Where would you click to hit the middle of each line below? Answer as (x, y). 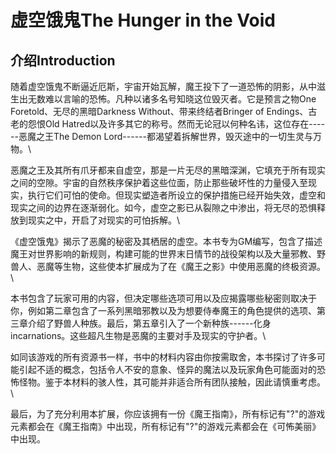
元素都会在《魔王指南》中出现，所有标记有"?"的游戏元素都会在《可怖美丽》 (166, 426)
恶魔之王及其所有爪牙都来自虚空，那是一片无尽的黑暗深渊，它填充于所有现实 (168, 170)
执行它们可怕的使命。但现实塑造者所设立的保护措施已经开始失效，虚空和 (176, 195)
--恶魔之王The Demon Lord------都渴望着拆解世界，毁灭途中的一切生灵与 (161, 136)
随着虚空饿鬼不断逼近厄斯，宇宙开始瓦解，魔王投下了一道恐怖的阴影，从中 (163, 86)
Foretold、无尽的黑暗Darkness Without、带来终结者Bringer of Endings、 (159, 111)
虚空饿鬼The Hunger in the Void (143, 20)
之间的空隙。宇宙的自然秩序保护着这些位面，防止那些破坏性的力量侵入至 (159, 182)
